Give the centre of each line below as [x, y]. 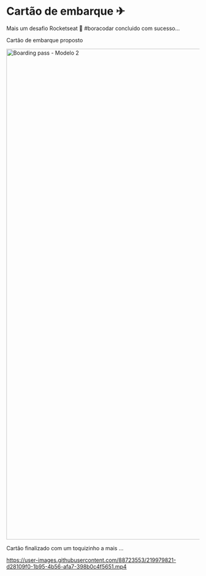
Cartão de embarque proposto [45, 40]
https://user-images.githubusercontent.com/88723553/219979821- [91, 560]
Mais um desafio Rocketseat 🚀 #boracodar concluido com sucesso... [93, 28]
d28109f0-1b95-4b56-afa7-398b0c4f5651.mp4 [67, 566]
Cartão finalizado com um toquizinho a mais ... [65, 548]
